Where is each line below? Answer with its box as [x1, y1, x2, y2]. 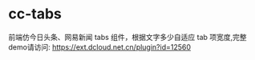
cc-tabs [8, 5, 63, 23]
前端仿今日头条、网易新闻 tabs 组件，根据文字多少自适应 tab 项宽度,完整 [8, 32, 247, 42]
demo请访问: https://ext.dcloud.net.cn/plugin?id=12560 [8, 42, 191, 52]
